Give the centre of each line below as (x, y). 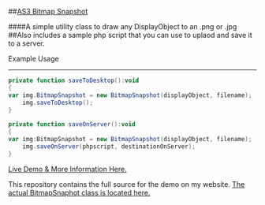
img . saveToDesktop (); (58, 102)
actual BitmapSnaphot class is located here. (79, 192)
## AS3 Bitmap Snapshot (48, 11)
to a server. (26, 43)
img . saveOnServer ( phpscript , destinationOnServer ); (109, 146)
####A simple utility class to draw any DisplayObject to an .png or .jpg (123, 26)
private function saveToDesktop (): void (74, 80)
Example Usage (34, 59)
